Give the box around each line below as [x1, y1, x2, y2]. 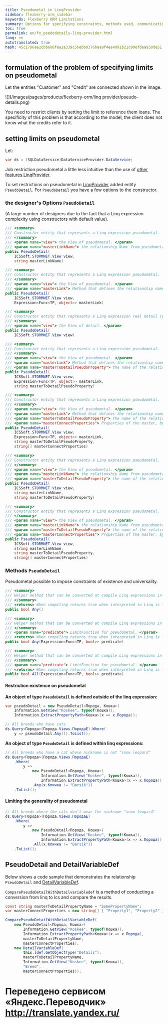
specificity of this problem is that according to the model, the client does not [5, 114, 162, 120]
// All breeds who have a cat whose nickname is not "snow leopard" [5, 750, 151, 755]
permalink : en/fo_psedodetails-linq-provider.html [5, 31, 113, 36]
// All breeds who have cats [5, 722, 66, 727]
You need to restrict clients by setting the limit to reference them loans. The [5, 109, 160, 115]
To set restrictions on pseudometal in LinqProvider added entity [5, 182, 136, 188]
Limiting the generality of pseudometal [5, 798, 88, 804]
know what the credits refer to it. [5, 120, 72, 126]
